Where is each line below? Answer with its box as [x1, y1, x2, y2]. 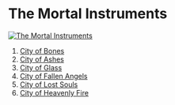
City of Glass [19, 62, 63, 72]
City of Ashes [19, 54, 65, 64]
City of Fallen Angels [19, 71, 88, 81]
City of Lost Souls [19, 80, 78, 89]
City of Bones [19, 46, 65, 55]
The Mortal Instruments [8, 5, 168, 23]
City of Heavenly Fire [19, 88, 89, 97]
